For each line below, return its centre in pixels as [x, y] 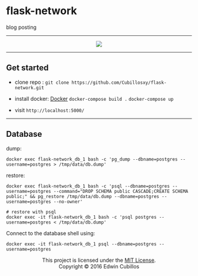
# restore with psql [32, 212]
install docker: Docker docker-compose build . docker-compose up [94, 98]
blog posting [22, 27]
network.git [29, 88]
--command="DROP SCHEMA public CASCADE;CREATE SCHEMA [121, 191]
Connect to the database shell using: [51, 233]
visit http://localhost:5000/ [49, 110]
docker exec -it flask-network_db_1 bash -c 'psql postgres [82, 217]
